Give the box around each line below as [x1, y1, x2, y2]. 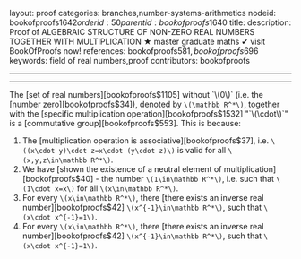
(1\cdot [21, 185, 51, 194]
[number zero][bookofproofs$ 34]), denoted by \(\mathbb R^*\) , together [9, 99, 280, 109]
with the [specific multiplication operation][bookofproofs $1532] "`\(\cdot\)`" [9, 108, 288, 119]
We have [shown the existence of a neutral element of [21, 164, 222, 174]
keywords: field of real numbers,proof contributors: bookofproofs [9, 56, 251, 65]
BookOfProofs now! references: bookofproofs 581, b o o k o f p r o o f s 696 [9, 46, 259, 56]
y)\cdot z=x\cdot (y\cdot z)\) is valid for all [58, 145, 227, 155]
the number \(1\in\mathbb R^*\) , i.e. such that [101, 174, 275, 184]
